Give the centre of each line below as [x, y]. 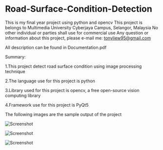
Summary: [15, 56]
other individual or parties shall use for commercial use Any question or [77, 33]
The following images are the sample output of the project [63, 114]
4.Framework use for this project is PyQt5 [47, 105]
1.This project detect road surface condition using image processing [73, 66]
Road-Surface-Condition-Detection [79, 9]
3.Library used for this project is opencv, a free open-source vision [72, 90]
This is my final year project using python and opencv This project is [74, 22]
